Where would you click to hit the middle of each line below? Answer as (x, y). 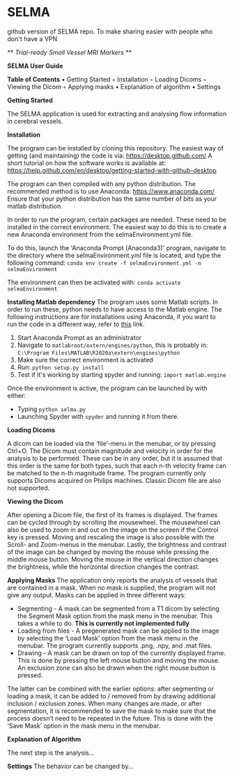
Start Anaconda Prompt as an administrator (79, 337)
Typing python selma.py (51, 409)
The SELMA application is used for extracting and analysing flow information (117, 114)
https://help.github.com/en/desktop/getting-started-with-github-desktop (112, 170)
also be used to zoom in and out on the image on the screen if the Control (113, 530)
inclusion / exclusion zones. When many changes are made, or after (104, 703)
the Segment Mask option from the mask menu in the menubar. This (115, 616)
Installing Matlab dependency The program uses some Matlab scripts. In (112, 302)
